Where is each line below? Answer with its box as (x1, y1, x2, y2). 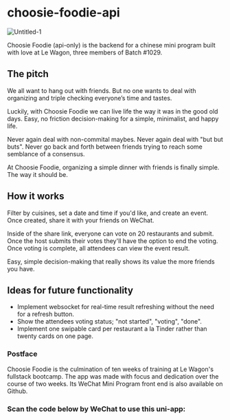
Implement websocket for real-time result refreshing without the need (16, 303, 215, 311)
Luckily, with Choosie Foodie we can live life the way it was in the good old (7, 107, 218, 115)
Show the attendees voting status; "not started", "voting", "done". (16, 317, 203, 326)
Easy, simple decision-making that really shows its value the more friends (7, 257, 215, 266)
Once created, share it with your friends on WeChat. (7, 216, 154, 224)
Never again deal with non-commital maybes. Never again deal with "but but (7, 135, 223, 143)
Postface (7, 349, 38, 359)
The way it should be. (7, 170, 69, 178)
